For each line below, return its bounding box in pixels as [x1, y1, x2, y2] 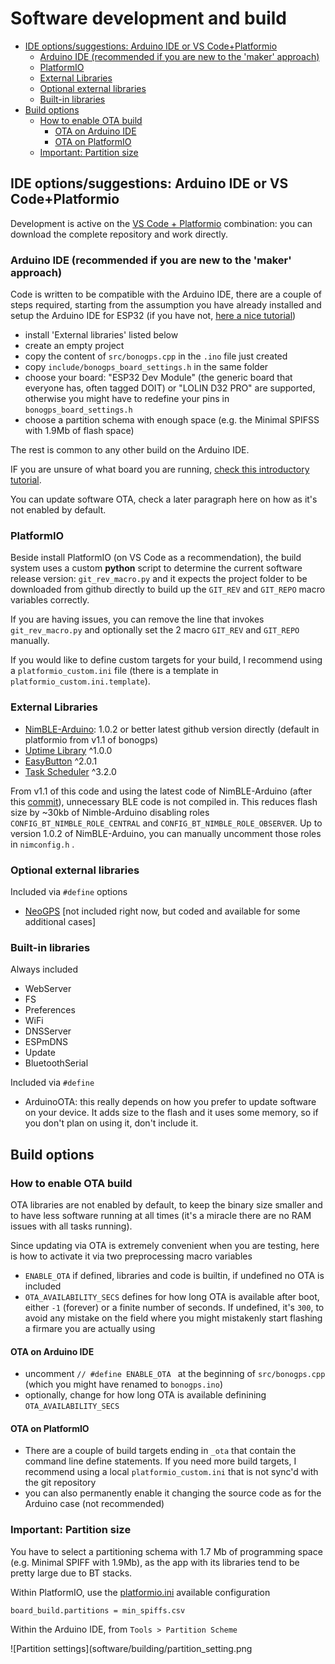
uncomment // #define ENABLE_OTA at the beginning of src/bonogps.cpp [24, 1368, 326, 1380]
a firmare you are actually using [24, 1322, 156, 1334]
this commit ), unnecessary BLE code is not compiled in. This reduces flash [10, 795, 318, 807]
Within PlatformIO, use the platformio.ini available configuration [10, 1586, 271, 1598]
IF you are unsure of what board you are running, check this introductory [10, 463, 310, 476]
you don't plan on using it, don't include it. [24, 1117, 199, 1129]
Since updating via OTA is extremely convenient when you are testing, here [10, 1239, 320, 1251]
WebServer [24, 983, 72, 995]
